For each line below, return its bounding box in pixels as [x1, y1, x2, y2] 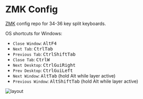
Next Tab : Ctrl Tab [12, 45, 53, 52]
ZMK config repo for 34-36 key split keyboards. [5, 20, 106, 27]
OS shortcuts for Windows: [5, 30, 63, 36]
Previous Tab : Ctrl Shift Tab [12, 51, 76, 57]
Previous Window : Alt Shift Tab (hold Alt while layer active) [12, 78, 138, 84]
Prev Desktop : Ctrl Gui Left [12, 67, 73, 73]
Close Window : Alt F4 [12, 40, 57, 46]
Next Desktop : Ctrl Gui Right [12, 62, 76, 68]
